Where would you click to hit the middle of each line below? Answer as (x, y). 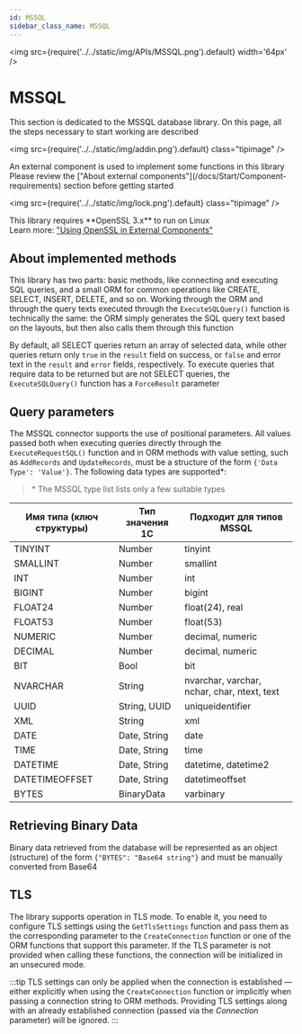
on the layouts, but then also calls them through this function (121, 328)
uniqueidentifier (218, 707)
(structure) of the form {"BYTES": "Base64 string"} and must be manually (146, 857)
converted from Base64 (53, 866)
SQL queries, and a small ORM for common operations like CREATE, (135, 290)
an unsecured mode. (48, 964)
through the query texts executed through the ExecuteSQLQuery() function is (150, 309)
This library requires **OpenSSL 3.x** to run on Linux (109, 220)
